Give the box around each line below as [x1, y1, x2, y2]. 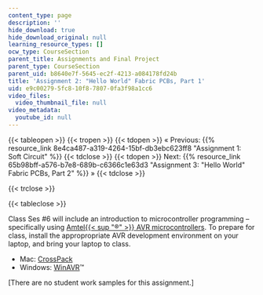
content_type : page [8, 11, 72, 20]
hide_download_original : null [8, 33, 108, 42]
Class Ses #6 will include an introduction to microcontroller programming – [8, 213, 250, 224]
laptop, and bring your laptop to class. [8, 239, 131, 248]
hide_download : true [8, 26, 76, 34]
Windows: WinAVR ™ [19, 262, 85, 271]
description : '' [8, 19, 61, 27]
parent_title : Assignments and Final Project [8, 56, 159, 64]
